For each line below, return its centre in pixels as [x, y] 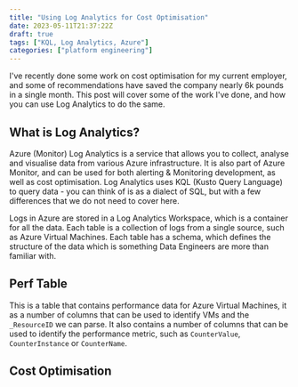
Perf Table [39, 284]
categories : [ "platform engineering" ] [81, 51]
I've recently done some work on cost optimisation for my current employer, [148, 76]
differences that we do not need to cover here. [94, 200]
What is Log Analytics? [75, 132]
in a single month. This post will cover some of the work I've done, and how [148, 95]
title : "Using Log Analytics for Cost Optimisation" [109, 17]
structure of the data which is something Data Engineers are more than [139, 246]
